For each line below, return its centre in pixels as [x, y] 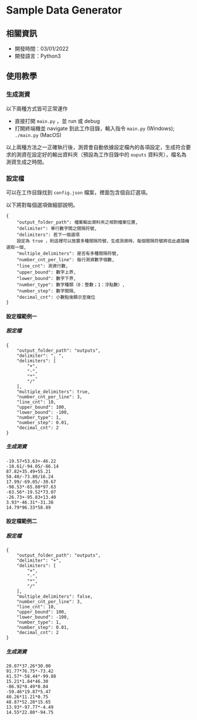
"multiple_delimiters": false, [55, 597]
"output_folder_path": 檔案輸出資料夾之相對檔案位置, [77, 222]
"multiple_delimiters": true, [54, 392]
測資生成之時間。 [27, 162]
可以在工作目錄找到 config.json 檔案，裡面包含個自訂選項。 [79, 192]
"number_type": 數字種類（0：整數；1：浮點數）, [71, 285]
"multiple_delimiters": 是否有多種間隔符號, [68, 254]
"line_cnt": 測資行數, [43, 266]
